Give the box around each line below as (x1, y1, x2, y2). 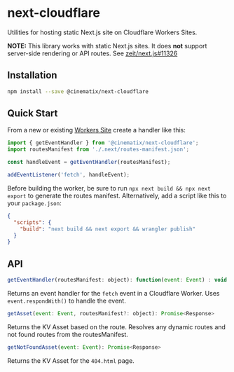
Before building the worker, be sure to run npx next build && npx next (7, 184, 212, 192)
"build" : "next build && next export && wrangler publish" (20, 226, 196, 233)
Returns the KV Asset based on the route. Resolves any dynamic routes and (7, 322, 226, 331)
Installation (7, 69, 57, 81)
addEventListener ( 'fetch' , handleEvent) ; (7, 172, 130, 179)
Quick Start (7, 107, 58, 120)
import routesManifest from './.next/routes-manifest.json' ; (7, 146, 190, 153)
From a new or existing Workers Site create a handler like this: (7, 126, 186, 135)
